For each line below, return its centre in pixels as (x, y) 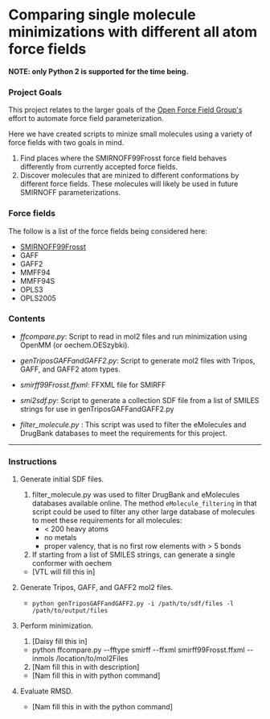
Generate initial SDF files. (62, 479)
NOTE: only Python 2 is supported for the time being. (98, 71)
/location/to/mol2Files (92, 659)
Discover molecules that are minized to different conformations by (129, 176)
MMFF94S (37, 281)
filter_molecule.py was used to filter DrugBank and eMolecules (136, 495)
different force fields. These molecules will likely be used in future (129, 184)
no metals (60, 538)
